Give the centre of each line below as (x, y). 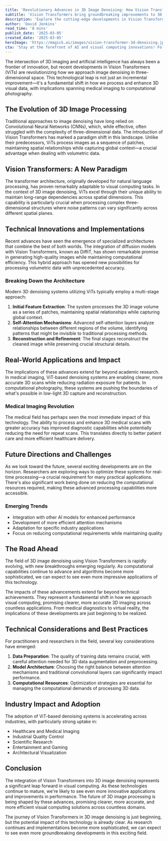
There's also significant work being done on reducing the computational (79, 483)
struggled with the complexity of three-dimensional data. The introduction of (84, 132)
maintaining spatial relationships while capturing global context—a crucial (81, 148)
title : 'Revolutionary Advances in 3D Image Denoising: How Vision (77, 10)
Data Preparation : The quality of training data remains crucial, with (81, 656)
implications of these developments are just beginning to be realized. (76, 614)
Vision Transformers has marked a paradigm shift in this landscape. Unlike (82, 137)
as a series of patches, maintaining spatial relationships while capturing (86, 312)
